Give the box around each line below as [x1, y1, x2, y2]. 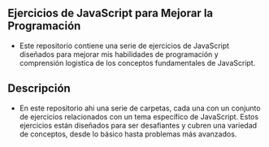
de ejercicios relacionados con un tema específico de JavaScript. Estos [19, 111, 259, 121]
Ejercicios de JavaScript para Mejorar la [7, 6, 214, 20]
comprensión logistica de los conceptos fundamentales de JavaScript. [19, 58, 256, 67]
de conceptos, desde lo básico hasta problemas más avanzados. [19, 129, 237, 139]
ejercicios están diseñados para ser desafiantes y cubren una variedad [19, 120, 258, 130]
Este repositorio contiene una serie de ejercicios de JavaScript [19, 41, 229, 50]
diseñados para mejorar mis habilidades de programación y [19, 49, 219, 59]
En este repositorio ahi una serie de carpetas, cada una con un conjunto [19, 103, 261, 113]
